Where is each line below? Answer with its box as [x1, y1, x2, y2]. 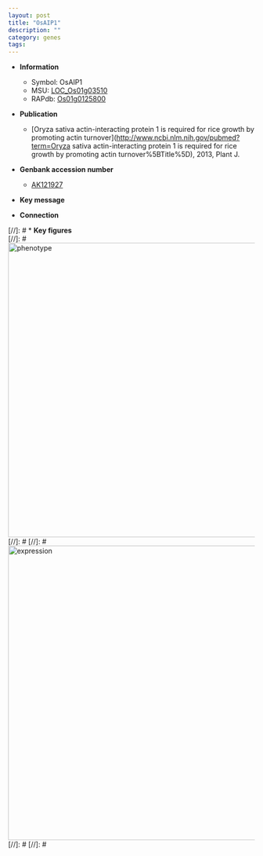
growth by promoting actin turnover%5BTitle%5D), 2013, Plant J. [31, 150, 240, 159]
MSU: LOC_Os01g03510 [31, 86, 108, 95]
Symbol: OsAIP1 [31, 78, 83, 87]
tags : [8, 41, 26, 49]
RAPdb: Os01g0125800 [31, 94, 106, 104]
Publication [19, 109, 58, 119]
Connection [19, 210, 59, 220]
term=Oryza [31, 141, 70, 151]
